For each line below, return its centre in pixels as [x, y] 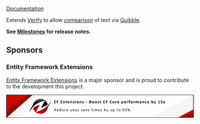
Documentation [25, 9]
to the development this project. [45, 86]
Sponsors [24, 50]
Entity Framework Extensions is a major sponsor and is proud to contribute [98, 80]
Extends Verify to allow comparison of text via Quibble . [74, 20]
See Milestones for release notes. [49, 31]
